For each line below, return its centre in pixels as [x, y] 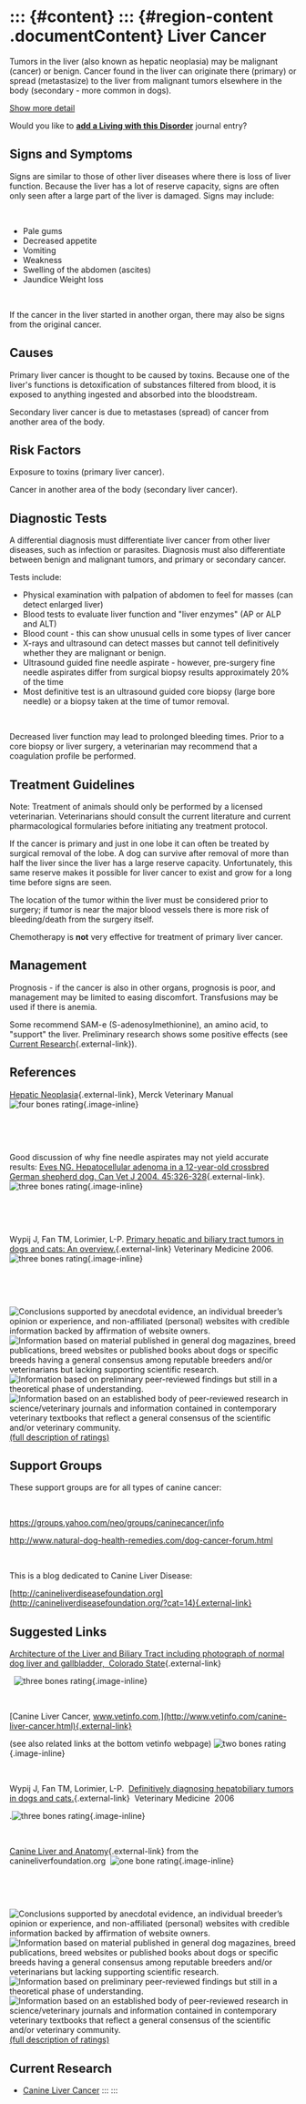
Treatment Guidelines [72, 785]
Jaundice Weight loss [63, 279]
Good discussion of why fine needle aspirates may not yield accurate [139, 1157]
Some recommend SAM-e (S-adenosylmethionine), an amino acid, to [139, 1024]
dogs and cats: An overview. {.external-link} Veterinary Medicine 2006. [142, 1249]
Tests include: [36, 577]
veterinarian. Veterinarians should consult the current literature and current [150, 816]
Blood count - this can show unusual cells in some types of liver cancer [157, 634]
